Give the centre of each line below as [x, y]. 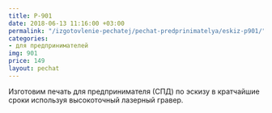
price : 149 [27, 61]
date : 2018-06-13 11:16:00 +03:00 [67, 23]
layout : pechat [34, 69]
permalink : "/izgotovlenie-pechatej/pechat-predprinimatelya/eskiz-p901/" [137, 31]
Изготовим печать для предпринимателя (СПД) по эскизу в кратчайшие [134, 91]
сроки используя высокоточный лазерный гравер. [96, 100]
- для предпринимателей [49, 46]
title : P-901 [30, 16]
